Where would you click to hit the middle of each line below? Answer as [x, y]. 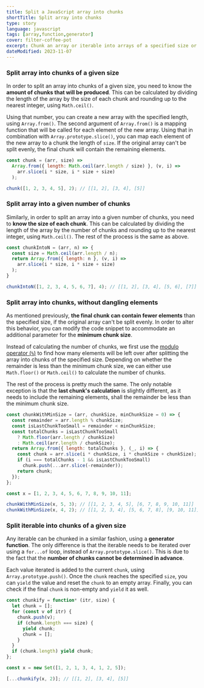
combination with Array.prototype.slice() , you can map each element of [99, 137]
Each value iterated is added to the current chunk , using [75, 570]
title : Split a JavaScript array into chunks [65, 12]
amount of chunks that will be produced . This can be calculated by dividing [102, 92]
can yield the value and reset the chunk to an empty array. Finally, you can [99, 583]
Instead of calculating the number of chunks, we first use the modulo [93, 347]
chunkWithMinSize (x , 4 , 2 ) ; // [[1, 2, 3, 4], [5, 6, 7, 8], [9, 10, [96, 510]
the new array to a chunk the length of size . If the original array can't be [97, 143]
